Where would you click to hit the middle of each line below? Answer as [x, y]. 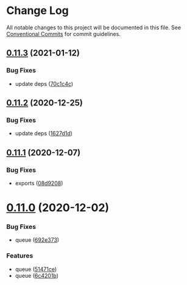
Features [20, 256]
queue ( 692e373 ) [37, 240]
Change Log [37, 11]
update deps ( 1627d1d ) [44, 133]
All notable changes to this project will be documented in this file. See [94, 27]
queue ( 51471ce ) [36, 269]
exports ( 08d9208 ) [39, 183]
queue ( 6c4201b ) [37, 275]
